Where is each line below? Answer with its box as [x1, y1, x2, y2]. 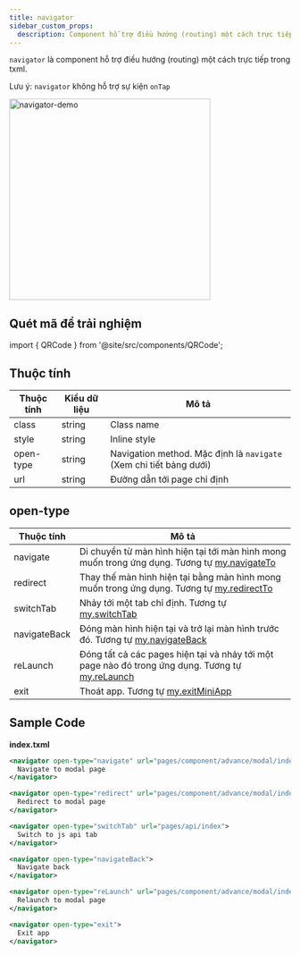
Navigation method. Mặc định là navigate [110, 448, 283, 460]
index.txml [9, 739, 51, 749]
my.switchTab [79, 607, 137, 620]
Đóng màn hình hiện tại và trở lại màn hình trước [79, 622, 279, 635]
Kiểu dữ [63, 393, 99, 404]
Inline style [110, 433, 156, 445]
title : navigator [9, 13, 74, 22]
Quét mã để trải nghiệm [9, 316, 143, 331]
